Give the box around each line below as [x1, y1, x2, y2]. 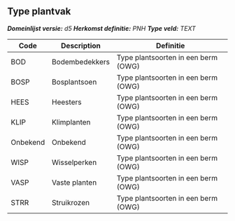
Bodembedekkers [51, 57, 111, 66]
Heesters [51, 97, 82, 107]
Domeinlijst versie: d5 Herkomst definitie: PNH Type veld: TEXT [7, 24, 196, 32]
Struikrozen [51, 197, 90, 207]
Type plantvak [7, 6, 71, 17]
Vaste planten [51, 178, 97, 187]
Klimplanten [51, 117, 91, 127]
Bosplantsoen [51, 77, 97, 87]
